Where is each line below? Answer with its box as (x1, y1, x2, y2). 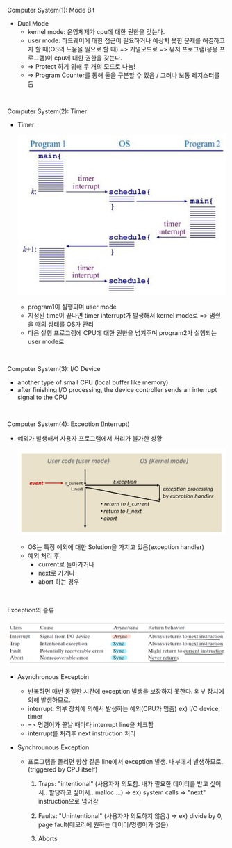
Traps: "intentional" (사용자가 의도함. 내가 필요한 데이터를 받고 (38, 780, 208, 788)
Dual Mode (17, 19, 49, 27)
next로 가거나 (38, 569, 75, 578)
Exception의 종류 (7, 606, 54, 614)
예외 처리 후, (27, 552, 61, 560)
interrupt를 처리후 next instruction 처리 (27, 729, 136, 737)
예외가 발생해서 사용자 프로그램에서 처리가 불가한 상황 (17, 434, 163, 442)
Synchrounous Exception (17, 743, 90, 751)
